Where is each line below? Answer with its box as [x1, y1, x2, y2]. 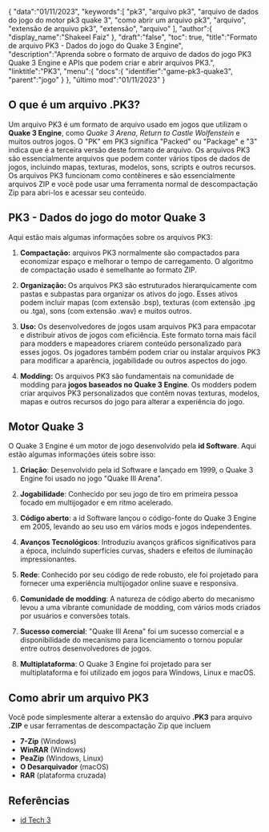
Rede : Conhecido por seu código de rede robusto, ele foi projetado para [19, 570, 259, 580]
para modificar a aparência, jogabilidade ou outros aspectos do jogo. [19, 355, 248, 365]
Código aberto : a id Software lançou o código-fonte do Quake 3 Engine [19, 513, 257, 523]
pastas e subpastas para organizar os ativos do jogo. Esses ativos [19, 289, 239, 298]
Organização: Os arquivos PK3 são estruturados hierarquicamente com [19, 280, 258, 290]
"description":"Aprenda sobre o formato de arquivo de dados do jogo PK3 [8, 50, 252, 59]
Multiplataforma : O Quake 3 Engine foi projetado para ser [19, 660, 212, 669]
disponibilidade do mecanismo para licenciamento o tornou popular [19, 635, 243, 645]
